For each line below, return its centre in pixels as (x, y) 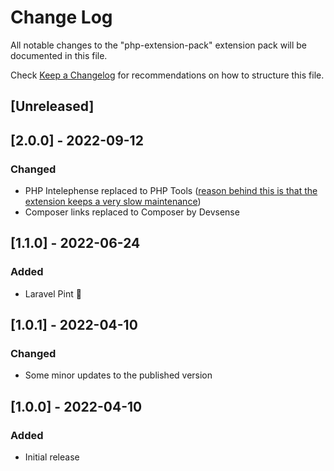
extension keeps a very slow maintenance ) (113, 202)
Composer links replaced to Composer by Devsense (132, 212)
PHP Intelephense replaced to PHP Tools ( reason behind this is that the (171, 191)
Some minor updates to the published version (118, 375)
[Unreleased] (52, 106)
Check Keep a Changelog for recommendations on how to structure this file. (167, 75)
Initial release (52, 457)
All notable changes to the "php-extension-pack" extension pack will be (158, 45)
